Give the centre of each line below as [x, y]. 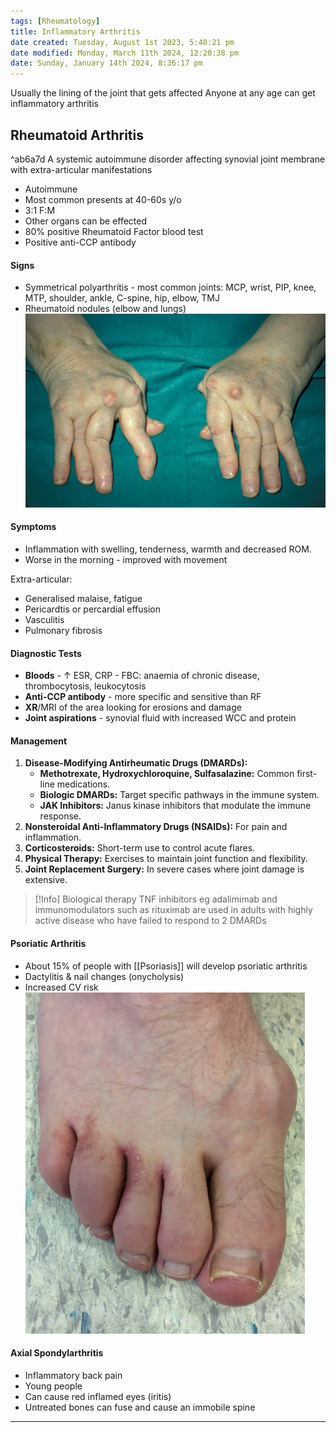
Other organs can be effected [85, 221]
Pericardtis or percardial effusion [92, 609]
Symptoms [33, 527]
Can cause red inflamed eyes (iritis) [98, 1396]
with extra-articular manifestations [81, 169]
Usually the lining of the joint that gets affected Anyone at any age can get [163, 93]
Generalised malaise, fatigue [83, 599]
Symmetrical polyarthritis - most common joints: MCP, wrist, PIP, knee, [170, 287]
